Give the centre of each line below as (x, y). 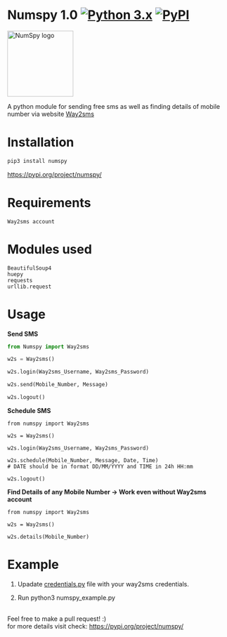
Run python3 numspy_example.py (66, 598)
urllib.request (30, 287)
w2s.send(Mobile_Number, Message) (58, 385)
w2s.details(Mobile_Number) (48, 537)
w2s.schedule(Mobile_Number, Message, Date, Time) (83, 460)
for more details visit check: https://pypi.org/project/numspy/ (96, 626)
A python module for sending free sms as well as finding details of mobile (113, 106)
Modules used (50, 249)
